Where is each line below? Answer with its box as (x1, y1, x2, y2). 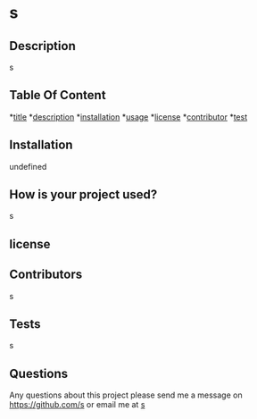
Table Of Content (9, 88, 106, 103)
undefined (9, 161, 47, 172)
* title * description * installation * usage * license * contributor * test (9, 111, 248, 122)
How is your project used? (9, 187, 158, 203)
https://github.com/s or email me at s (9, 399, 145, 410)
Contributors (9, 267, 83, 282)
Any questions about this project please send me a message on (9, 390, 243, 400)
